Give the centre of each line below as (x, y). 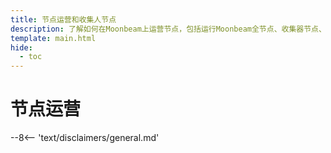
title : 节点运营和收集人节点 (63, 19)
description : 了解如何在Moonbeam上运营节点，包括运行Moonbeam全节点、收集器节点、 (168, 29)
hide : (21, 47)
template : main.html (53, 38)
